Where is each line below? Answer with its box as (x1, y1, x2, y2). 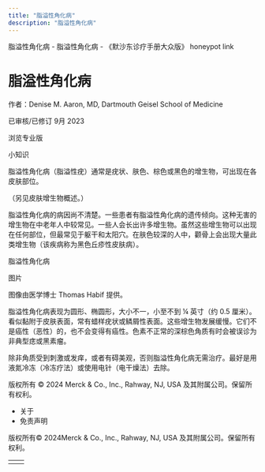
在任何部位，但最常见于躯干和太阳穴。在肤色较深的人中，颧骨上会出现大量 (8, 230, 250, 239)
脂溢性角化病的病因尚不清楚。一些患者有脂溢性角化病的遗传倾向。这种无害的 (8, 210, 257, 219)
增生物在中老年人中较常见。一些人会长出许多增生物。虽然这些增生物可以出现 (8, 220, 257, 230)
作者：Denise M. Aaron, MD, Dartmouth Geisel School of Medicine (8, 99, 223, 109)
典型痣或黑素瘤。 (14, 336, 71, 346)
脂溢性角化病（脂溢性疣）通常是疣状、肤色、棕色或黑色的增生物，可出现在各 (8, 167, 257, 176)
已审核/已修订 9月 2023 (8, 116, 85, 126)
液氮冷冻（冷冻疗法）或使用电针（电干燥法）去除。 (8, 363, 174, 373)
